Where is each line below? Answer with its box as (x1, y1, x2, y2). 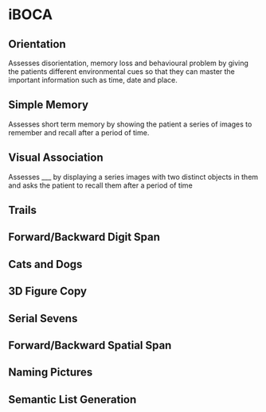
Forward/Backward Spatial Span (8, 338, 172, 352)
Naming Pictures (8, 366, 93, 379)
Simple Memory (8, 98, 89, 112)
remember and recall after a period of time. (8, 127, 150, 137)
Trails (8, 204, 37, 217)
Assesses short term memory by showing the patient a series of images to (8, 119, 252, 129)
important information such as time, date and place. (8, 76, 178, 84)
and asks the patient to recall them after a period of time (8, 181, 193, 190)
